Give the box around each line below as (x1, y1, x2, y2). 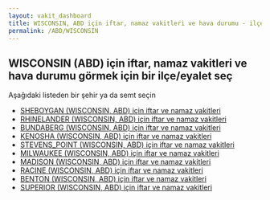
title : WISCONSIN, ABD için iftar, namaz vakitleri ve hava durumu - (8, 19, 247, 27)
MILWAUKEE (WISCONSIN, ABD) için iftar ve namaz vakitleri (19, 149, 219, 158)
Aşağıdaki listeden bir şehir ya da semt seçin (8, 90, 157, 100)
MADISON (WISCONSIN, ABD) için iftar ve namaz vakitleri (19, 157, 211, 167)
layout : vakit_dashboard (8, 11, 92, 20)
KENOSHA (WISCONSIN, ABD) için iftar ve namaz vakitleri (19, 132, 212, 141)
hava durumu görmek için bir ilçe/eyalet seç (8, 69, 233, 83)
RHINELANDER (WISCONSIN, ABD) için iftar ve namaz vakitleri (19, 114, 227, 124)
